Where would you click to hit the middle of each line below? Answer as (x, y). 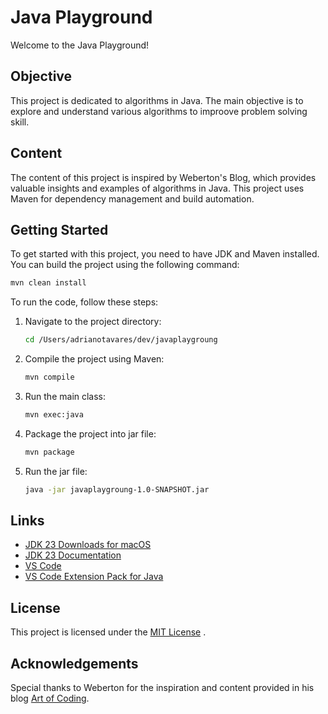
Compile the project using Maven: (94, 359)
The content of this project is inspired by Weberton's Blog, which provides (163, 177)
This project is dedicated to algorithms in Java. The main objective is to (157, 100)
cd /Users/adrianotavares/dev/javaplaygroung (121, 340)
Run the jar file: (56, 471)
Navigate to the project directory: (93, 322)
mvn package (49, 452)
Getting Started (59, 229)
